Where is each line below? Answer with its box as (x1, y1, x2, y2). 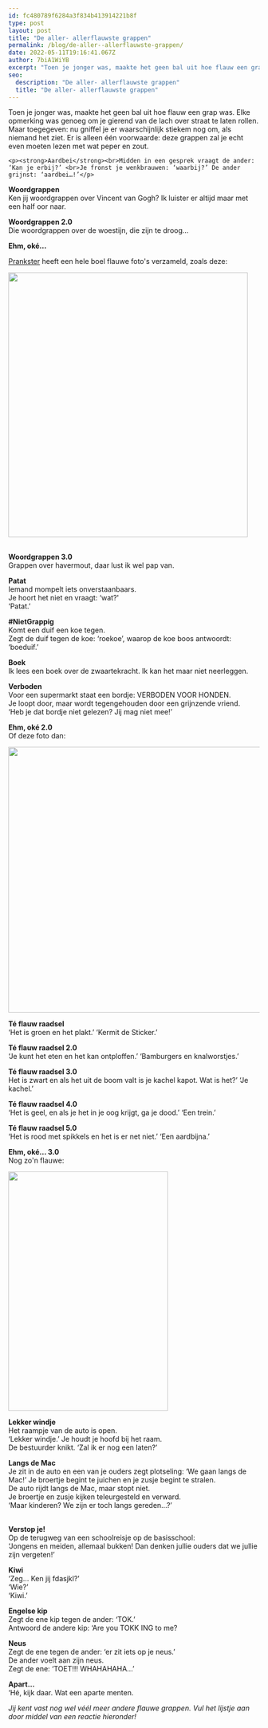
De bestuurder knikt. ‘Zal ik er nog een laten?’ (8, 1443, 158, 1452)
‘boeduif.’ (8, 643, 39, 652)
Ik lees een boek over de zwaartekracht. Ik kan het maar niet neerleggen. (8, 667, 249, 676)
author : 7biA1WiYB (8, 57, 69, 65)
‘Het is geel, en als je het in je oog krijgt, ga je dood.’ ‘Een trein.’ (8, 1108, 216, 1117)
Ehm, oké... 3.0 (8, 1147, 60, 1157)
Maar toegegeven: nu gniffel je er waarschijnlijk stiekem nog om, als (8, 124, 231, 134)
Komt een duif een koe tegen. (8, 625, 105, 635)
